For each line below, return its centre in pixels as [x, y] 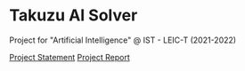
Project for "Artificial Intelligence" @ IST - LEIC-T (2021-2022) [123, 40]
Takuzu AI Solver [73, 16]
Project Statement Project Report [70, 57]
